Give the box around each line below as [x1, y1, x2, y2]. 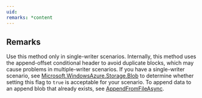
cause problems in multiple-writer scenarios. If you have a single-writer [6, 66, 185, 73]
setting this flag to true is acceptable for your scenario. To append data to [6, 79, 192, 86]
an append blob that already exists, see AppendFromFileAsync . [6, 85, 165, 93]
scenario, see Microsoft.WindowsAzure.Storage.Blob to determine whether [6, 72, 194, 79]
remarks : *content [6, 15, 53, 21]
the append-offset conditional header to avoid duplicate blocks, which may [6, 59, 194, 67]
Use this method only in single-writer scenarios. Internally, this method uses [6, 53, 197, 60]
